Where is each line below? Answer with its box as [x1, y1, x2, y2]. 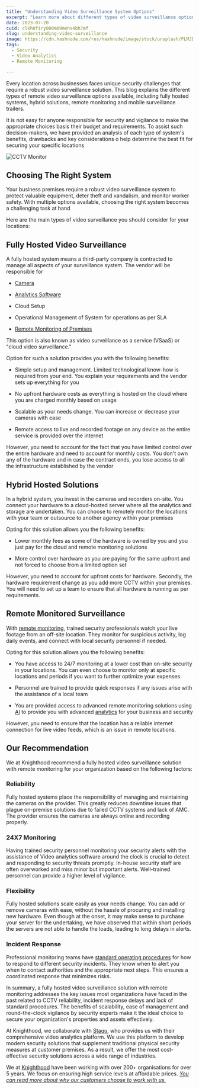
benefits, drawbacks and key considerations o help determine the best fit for [6, 135, 193, 142]
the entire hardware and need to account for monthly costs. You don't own [6, 450, 188, 457]
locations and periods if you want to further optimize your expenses [14, 672, 181, 680]
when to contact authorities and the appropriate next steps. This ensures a [6, 966, 188, 973]
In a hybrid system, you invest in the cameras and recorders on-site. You [6, 495, 184, 502]
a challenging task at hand [6, 205, 70, 212]
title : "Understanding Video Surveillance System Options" [6, 8, 155, 15]
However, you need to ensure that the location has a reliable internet [6, 719, 173, 726]
